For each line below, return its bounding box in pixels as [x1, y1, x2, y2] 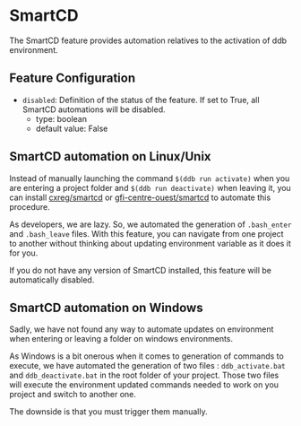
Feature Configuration [9, 71, 136, 86]
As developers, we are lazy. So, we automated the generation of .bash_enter [9, 219, 292, 230]
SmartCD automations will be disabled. [21, 104, 166, 115]
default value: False [35, 123, 108, 134]
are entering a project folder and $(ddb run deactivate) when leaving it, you [9, 182, 291, 193]
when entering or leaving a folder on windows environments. [9, 334, 234, 344]
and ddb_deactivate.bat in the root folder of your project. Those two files [9, 369, 279, 381]
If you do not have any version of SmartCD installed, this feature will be [9, 265, 271, 275]
